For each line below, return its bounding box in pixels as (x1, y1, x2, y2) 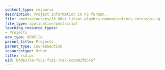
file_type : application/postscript (5, 21, 78, 26)
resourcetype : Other (5, 48, 48, 53)
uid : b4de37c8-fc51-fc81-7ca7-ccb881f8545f (5, 58, 96, 63)
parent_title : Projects (5, 39, 54, 44)
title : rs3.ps (5, 53, 34, 58)
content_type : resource (5, 7, 54, 12)
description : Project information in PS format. (5, 12, 107, 17)
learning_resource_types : (5, 26, 58, 31)
